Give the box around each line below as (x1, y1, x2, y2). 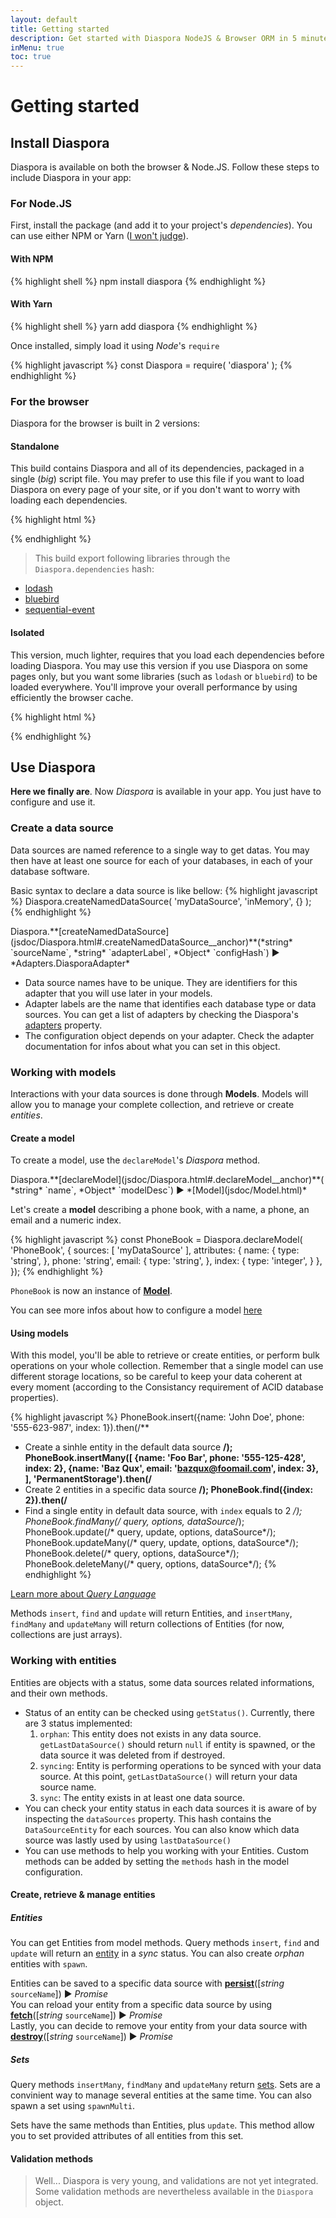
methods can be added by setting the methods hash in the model (24, 1855, 290, 1867)
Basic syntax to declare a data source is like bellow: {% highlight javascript (10, 884, 318, 896)
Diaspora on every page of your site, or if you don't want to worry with (10, 484, 301, 496)
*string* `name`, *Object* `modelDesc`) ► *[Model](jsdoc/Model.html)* (10, 1184, 307, 1196)
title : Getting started (10, 24, 110, 34)
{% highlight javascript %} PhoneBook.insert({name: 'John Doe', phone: (10, 1411, 305, 1423)
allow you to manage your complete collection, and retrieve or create (10, 1098, 295, 1110)
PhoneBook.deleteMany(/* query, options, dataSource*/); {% (24, 1558, 277, 1570)
